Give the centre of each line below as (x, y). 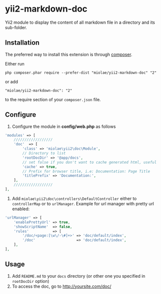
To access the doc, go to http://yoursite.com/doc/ (62, 286)
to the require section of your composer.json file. (53, 99)
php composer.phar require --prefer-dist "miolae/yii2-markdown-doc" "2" (81, 73)
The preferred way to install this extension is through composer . (69, 54)
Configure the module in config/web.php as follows (64, 126)
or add (12, 81)
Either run (15, 63)
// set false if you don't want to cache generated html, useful (90, 162)
